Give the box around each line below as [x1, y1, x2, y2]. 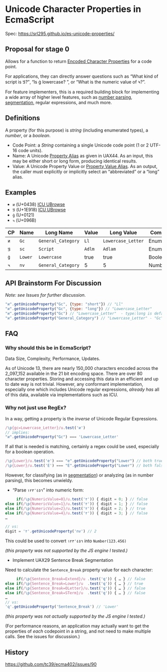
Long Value [109, 229, 138, 236]
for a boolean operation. [5, 449, 55, 455]
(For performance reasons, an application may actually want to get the [5, 623, 149, 629]
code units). [18, 147, 43, 153]
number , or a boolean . [5, 132, 51, 138]
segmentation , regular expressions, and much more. [5, 99, 112, 105]
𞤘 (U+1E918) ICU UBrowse [12, 207, 66, 213]
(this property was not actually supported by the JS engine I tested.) [5, 613, 146, 619]
